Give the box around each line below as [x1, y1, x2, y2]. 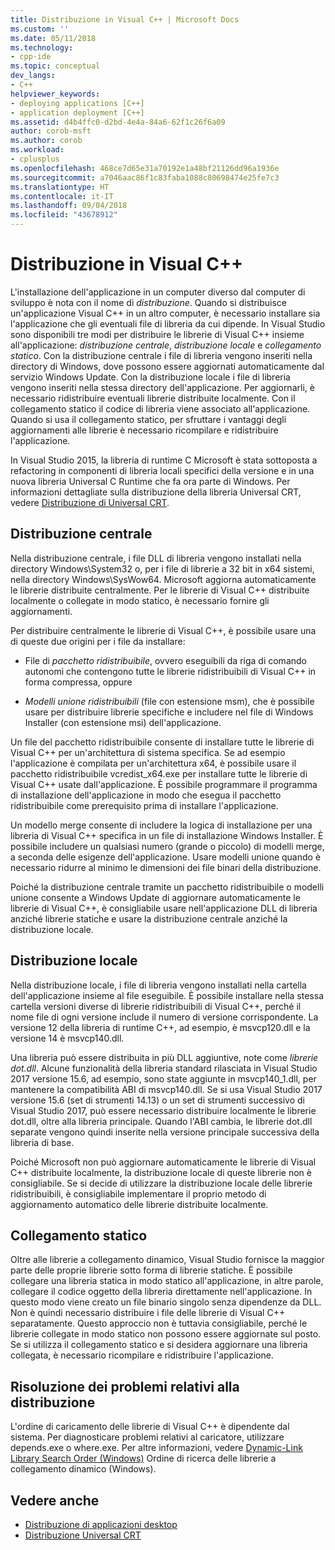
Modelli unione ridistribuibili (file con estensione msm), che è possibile [24, 695, 315, 707]
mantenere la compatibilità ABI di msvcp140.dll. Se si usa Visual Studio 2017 [10, 1083, 323, 1095]
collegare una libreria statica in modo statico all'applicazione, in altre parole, [10, 1275, 324, 1287]
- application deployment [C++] [10, 107, 145, 118]
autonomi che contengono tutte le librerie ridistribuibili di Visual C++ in [24, 665, 317, 677]
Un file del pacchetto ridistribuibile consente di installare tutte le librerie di [10, 736, 315, 748]
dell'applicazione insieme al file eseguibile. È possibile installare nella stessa [10, 989, 324, 1001]
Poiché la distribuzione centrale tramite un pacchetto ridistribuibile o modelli [10, 881, 325, 893]
